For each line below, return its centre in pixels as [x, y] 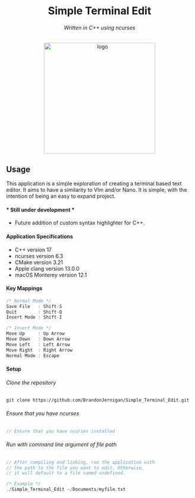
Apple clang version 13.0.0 [47, 268]
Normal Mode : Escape [33, 356]
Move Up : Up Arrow [36, 334]
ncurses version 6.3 [39, 256]
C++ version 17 [33, 249]
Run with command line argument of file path [61, 445]
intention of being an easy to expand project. [61, 196]
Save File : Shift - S [34, 306]
